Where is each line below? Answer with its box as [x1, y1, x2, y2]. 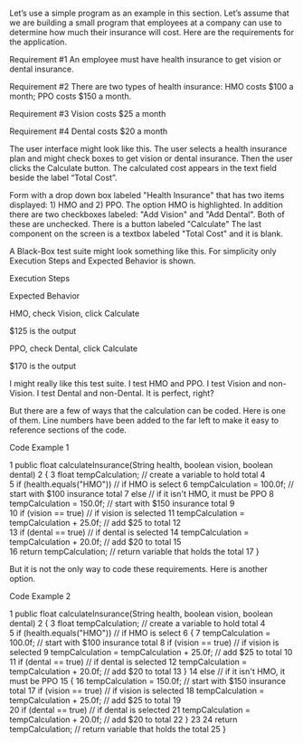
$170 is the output [9, 361, 77, 371]
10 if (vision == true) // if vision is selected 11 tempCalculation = [9, 508, 246, 519]
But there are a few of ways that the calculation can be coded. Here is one [9, 405, 287, 415]
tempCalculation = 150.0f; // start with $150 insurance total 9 [9, 498, 235, 509]
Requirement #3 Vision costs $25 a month [9, 109, 166, 119]
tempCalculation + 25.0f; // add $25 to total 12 [9, 518, 181, 528]
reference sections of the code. [9, 424, 127, 435]
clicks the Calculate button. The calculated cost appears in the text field [9, 163, 278, 173]
